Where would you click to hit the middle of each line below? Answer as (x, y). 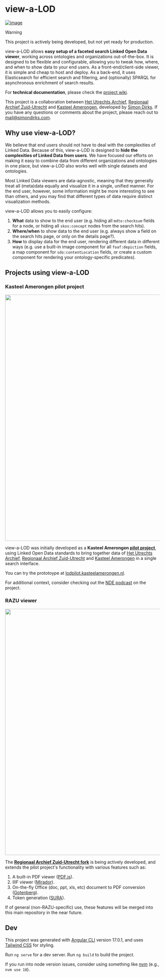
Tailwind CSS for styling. (30, 945)
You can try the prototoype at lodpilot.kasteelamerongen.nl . (65, 573)
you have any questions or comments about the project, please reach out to (82, 112)
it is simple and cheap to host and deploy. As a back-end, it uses (70, 72)
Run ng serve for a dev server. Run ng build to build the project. (70, 954)
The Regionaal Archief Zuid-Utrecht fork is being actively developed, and (80, 862)
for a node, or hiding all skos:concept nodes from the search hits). (79, 226)
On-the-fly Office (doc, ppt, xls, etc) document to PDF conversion (79, 887)
